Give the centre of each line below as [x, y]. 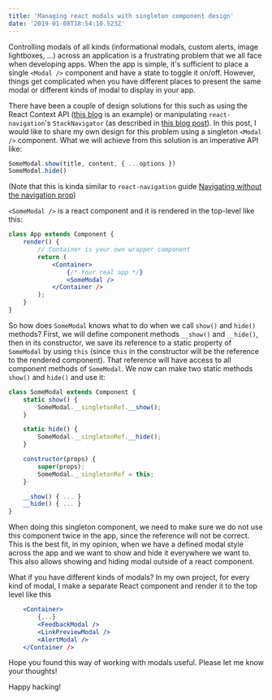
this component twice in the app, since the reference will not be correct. [129, 536]
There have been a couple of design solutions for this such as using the [128, 106]
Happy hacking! [35, 687]
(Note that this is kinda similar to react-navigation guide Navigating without [135, 187]
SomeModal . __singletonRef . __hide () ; [99, 437]
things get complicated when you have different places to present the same [135, 81]
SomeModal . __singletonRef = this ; [96, 474]
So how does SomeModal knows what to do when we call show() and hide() [132, 325]
